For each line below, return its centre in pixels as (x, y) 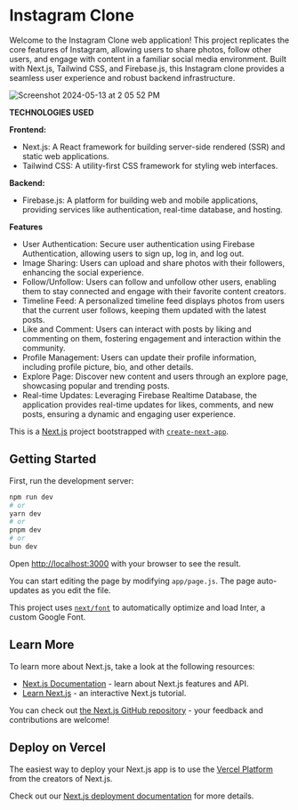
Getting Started (53, 459)
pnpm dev (25, 530)
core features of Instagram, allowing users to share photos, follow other (141, 49)
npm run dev (31, 497)
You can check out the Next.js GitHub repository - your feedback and (137, 710)
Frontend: (28, 129)
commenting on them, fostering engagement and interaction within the (152, 338)
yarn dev (25, 513)
